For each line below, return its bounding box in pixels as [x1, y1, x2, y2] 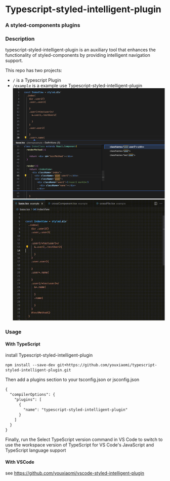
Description [5, 36, 35, 43]
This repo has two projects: [5, 67, 62, 74]
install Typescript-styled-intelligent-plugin [5, 352, 93, 358]
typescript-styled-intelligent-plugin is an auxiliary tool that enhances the [5, 47, 156, 53]
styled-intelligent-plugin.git [5, 368, 71, 373]
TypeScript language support [5, 448, 66, 454]
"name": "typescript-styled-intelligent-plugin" [23, 407, 128, 413]
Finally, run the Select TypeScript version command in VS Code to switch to [5, 436, 163, 442]
